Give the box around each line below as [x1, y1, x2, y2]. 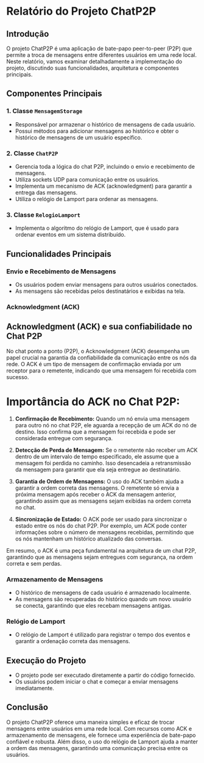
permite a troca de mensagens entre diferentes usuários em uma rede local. [6, 51, 197, 59]
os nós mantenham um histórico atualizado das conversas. [15, 535, 163, 542]
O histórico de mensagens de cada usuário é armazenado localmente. [15, 589, 192, 596]
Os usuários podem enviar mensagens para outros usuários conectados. [15, 281, 198, 288]
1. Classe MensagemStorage [6, 107, 83, 116]
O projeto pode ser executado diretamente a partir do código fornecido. [15, 671, 195, 679]
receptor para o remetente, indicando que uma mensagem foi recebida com [6, 367, 197, 374]
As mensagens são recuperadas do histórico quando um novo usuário [15, 595, 192, 603]
